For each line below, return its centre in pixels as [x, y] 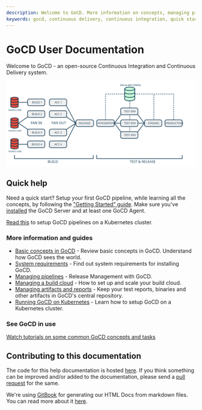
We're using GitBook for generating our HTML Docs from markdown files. [97, 395]
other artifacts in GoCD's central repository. [69, 295]
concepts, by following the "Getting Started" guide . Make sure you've [92, 204]
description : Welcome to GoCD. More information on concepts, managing [98, 13]
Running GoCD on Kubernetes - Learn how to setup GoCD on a [93, 302]
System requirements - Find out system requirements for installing [97, 263]
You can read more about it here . [47, 401]
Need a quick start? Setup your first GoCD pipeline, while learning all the [96, 198]
